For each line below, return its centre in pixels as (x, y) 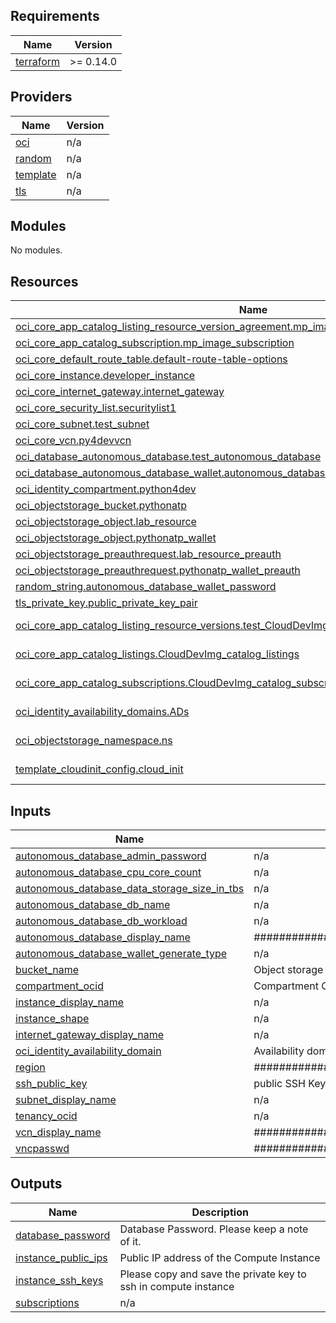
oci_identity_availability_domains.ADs (102, 712)
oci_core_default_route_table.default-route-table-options (151, 359)
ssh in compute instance (177, 1286)
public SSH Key (290, 1084)
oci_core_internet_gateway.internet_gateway (120, 392)
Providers (41, 97)
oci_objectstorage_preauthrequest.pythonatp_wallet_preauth (158, 571)
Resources (44, 281)
